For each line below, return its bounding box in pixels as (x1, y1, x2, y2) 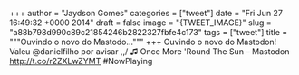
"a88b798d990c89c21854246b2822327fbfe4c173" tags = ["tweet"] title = (9, 27, 288, 37)
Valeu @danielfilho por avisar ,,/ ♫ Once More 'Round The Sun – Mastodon (9, 46, 290, 57)
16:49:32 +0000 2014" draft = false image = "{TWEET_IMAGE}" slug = (9, 17, 272, 28)
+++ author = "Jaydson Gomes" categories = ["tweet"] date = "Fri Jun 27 (9, 8, 284, 18)
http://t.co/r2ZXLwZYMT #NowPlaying (9, 56, 153, 66)
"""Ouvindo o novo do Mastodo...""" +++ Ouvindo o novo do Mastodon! (9, 36, 277, 47)
